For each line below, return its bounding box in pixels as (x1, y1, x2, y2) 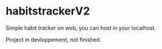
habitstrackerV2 (5, 4, 90, 18)
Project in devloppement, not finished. (5, 36, 102, 43)
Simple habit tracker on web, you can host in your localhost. (5, 24, 157, 31)
